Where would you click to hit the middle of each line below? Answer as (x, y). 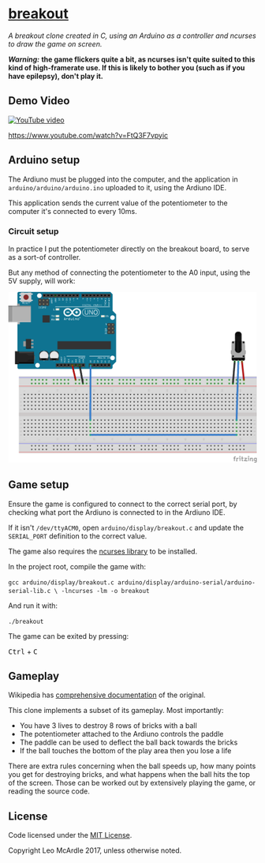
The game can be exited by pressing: (69, 636)
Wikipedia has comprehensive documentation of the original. (107, 695)
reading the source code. (49, 791)
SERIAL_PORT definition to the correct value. (78, 536)
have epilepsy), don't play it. (56, 76)
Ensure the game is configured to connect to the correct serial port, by (123, 504)
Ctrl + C (23, 651)
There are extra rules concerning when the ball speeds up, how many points (132, 766)
